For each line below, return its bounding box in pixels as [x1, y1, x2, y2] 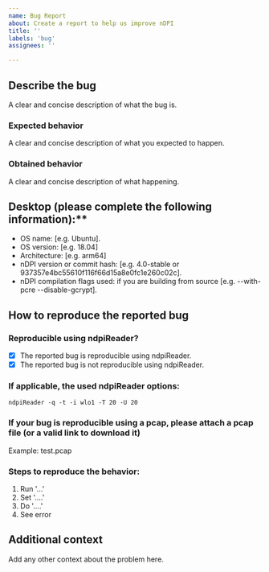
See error [19, 510, 52, 520]
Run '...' [19, 484, 45, 494]
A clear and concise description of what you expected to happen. [8, 138, 225, 148]
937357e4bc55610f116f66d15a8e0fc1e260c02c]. [19, 268, 182, 278]
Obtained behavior [8, 158, 83, 170]
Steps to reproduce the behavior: [8, 466, 141, 477]
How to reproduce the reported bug [8, 308, 190, 322]
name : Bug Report [8, 11, 67, 20]
